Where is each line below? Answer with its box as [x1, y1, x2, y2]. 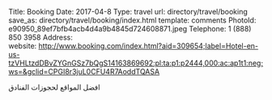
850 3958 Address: [8, 32, 73, 42]
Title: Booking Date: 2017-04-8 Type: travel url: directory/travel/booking [8, 7, 249, 16]
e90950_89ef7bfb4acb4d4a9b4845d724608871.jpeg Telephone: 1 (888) [8, 24, 252, 33]
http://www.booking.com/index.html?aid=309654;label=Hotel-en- [38, 41, 259, 51]
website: [8, 41, 37, 51]
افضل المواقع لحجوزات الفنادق [8, 82, 100, 92]
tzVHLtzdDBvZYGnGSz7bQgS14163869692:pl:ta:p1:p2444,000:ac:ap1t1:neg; [8, 58, 264, 68]
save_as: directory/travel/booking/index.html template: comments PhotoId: [8, 15, 257, 25]
